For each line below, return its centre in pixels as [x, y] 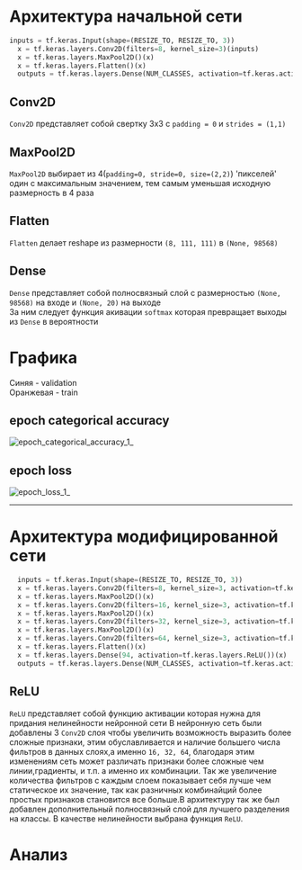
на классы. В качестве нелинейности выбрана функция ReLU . [126, 818]
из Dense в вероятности [54, 321]
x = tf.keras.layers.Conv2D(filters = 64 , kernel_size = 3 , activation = [148, 639]
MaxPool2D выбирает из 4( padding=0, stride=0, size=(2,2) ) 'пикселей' [143, 174]
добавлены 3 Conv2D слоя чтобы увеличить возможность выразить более [151, 732]
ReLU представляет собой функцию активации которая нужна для [135, 713]
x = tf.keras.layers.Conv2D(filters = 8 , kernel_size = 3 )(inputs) [138, 49]
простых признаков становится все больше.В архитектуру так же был [145, 799]
